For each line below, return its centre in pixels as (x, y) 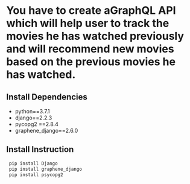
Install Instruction (40, 149)
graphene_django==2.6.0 (46, 131)
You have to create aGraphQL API (91, 11)
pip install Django (33, 163)
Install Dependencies (47, 97)
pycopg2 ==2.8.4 (36, 124)
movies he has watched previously (95, 36)
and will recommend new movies (90, 49)
